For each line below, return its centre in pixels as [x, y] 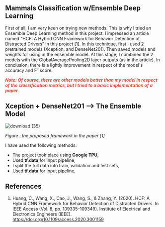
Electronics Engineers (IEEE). [42, 214]
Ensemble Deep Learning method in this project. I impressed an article [77, 33]
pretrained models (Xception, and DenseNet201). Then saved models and [80, 49]
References [23, 186]
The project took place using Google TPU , [55, 155]
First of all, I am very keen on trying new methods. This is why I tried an [78, 28]
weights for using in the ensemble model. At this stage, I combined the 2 [79, 54]
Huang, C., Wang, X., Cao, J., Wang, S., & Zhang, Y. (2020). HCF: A [81, 198]
